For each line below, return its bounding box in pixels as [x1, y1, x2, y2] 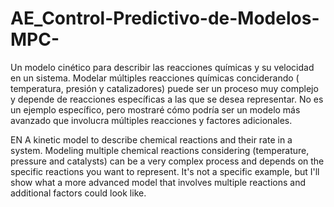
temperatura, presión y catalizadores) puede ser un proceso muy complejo [10, 82, 319, 94]
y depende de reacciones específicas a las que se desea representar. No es [10, 93, 324, 105]
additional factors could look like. [10, 187, 147, 199]
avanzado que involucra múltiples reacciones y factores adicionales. [10, 114, 293, 126]
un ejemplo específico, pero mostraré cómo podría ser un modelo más [10, 103, 301, 116]
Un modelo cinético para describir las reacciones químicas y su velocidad [10, 61, 315, 73]
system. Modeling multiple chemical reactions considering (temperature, [10, 144, 310, 156]
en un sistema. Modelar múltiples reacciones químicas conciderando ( [10, 72, 300, 84]
